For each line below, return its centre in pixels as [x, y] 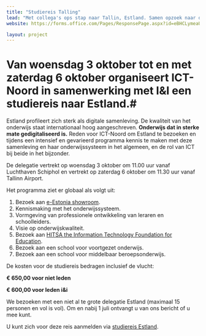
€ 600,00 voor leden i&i [37, 290]
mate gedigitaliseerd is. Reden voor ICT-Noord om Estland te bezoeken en [101, 134]
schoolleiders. [33, 222]
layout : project [27, 34]
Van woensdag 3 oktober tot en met [99, 65]
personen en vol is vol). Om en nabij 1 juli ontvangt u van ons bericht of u [98, 308]
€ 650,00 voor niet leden [39, 278]
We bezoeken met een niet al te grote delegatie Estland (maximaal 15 [93, 302]
